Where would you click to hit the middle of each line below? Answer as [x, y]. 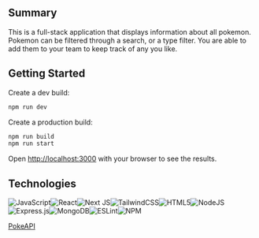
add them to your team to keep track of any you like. [93, 48]
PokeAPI [22, 226]
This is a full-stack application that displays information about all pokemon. [130, 32]
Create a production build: [50, 122]
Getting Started [47, 74]
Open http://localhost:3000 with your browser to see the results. [113, 159]
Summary [33, 13]
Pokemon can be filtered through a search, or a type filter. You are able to [127, 40]
